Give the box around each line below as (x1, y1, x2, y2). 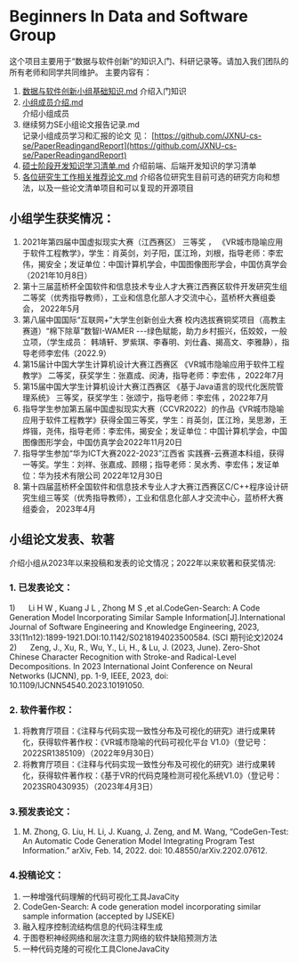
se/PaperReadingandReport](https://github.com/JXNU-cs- (21, 140, 238, 150)
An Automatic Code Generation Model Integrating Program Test (21, 836, 255, 846)
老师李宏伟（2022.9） (29, 347, 111, 358)
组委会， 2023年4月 (21, 503, 96, 514)
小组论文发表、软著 (9, 532, 115, 547)
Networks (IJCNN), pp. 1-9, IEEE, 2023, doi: (9, 670, 169, 681)
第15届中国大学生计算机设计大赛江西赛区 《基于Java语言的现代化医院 (21, 381, 277, 392)
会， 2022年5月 (21, 303, 80, 313)
